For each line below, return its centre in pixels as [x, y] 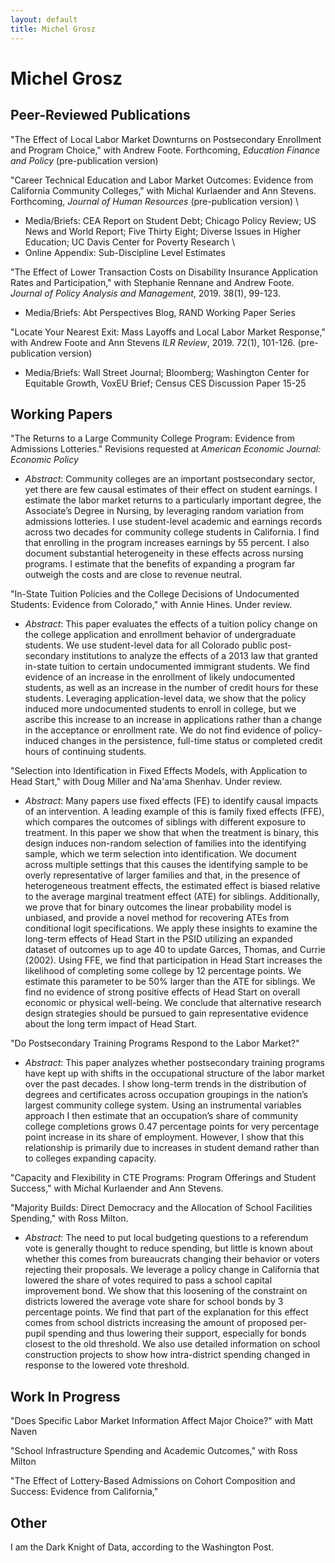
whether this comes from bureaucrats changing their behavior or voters [172, 1259]
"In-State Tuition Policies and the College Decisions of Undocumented [155, 594]
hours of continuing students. [85, 752]
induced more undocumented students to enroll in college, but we [160, 709]
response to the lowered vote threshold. [107, 1365]
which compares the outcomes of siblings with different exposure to [165, 822]
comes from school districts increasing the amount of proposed [156, 1323]
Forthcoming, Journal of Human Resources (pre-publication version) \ [155, 201]
